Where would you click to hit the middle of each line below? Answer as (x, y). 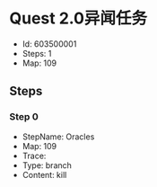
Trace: (34, 156)
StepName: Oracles (58, 137)
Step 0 (24, 117)
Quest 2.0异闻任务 (78, 18)
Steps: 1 (37, 53)
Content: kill (44, 174)
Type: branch (47, 165)
